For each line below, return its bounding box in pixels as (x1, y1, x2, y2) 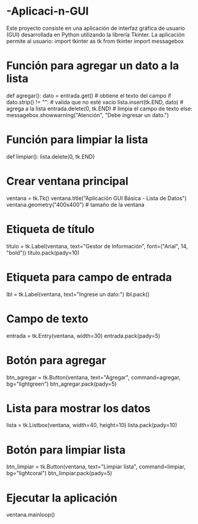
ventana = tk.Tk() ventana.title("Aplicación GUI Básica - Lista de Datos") (6, 194, 187, 202)
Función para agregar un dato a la (6, 59, 179, 73)
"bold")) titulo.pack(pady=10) (6, 249, 80, 256)
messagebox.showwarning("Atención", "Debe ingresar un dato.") (6, 111, 169, 118)
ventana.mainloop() (6, 511, 55, 519)
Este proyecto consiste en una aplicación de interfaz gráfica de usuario (6, 24, 185, 32)
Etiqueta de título (6, 222, 95, 236)
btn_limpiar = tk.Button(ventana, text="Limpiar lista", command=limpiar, (6, 463, 186, 470)
